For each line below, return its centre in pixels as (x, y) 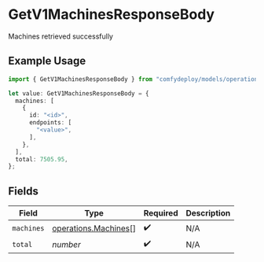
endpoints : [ (50, 123)
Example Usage (47, 61)
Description (208, 213)
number (66, 244)
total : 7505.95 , (42, 159)
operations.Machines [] (94, 228)
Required (161, 213)
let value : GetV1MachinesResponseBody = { (79, 93)
